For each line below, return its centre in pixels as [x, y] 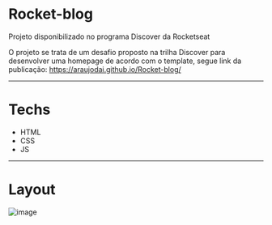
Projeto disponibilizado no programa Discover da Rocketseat [109, 36]
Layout [32, 190]
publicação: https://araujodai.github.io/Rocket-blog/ [95, 69]
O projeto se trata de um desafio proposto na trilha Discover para [117, 52]
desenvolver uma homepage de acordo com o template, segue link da [125, 61]
